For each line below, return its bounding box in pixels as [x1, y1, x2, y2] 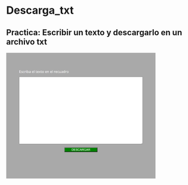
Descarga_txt [6, 4, 74, 17]
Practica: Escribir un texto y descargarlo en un [6, 27, 183, 38]
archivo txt [6, 36, 48, 47]
